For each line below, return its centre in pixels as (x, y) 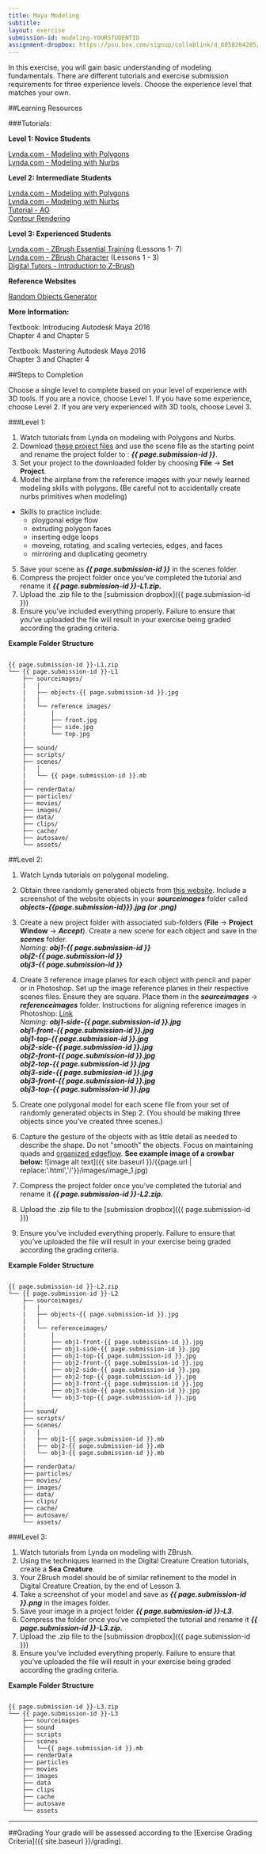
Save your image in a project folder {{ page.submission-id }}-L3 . (127, 1611)
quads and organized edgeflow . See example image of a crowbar (127, 1153)
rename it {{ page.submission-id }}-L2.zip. (91, 1194)
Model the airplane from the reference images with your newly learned (135, 480)
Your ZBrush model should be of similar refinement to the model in (128, 1578)
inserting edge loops (65, 537)
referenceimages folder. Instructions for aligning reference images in (133, 1005)
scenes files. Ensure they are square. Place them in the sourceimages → (139, 997)
